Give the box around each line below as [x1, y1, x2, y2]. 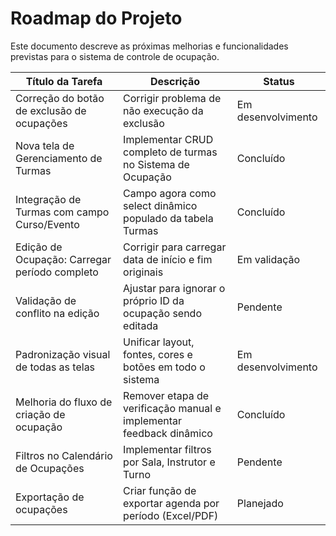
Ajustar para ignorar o [123, 281, 226, 295]
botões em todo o [123, 360, 206, 374]
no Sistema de [123, 157, 190, 171]
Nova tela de [15, 138, 75, 152]
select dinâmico [123, 198, 198, 212]
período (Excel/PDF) [123, 508, 219, 522]
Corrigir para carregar [123, 240, 227, 254]
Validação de [15, 293, 77, 307]
